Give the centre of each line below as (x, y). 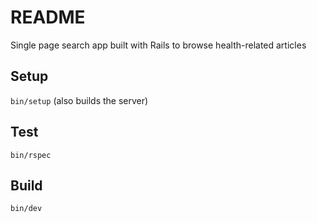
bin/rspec (31, 155)
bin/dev (26, 209)
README (48, 17)
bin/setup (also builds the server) (79, 100)
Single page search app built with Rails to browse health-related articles (158, 45)
